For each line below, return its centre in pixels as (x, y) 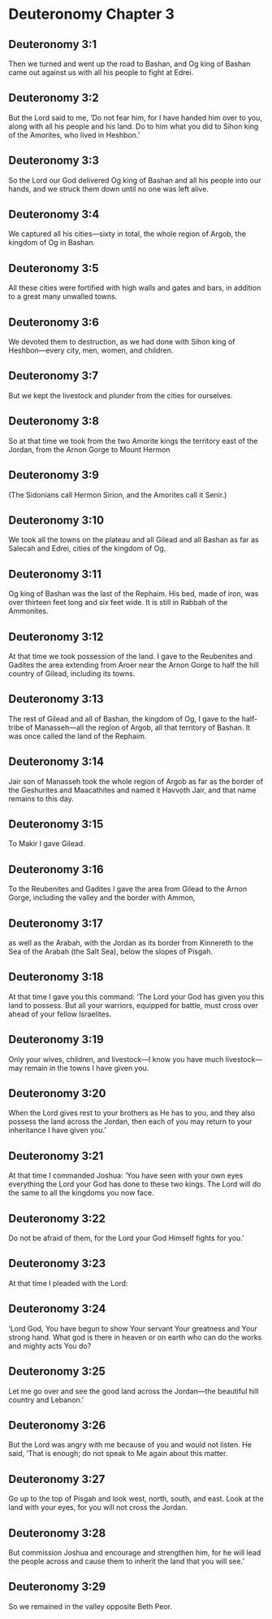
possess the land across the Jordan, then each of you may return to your (130, 1121)
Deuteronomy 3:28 (57, 1533)
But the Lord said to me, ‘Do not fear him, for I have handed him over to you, (135, 117)
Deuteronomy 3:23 (57, 1264)
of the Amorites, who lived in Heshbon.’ (74, 134)
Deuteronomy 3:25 (57, 1372)
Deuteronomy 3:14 (56, 762)
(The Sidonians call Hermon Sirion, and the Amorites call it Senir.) (118, 494)
